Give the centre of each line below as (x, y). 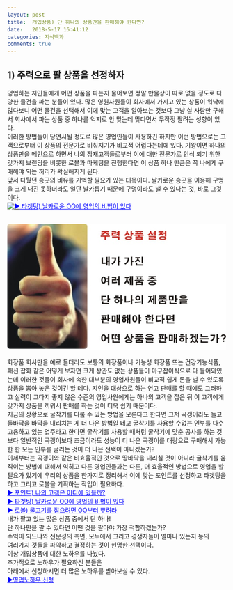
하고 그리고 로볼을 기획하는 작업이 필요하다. (66, 483)
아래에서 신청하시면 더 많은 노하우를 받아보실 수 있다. (79, 570)
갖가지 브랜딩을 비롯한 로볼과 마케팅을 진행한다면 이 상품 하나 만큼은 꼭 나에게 (112, 162)
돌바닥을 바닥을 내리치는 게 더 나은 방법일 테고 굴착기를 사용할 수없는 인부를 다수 (116, 423)
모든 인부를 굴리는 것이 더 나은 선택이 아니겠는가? (88, 449)
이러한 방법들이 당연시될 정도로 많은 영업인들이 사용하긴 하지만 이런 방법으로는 (113, 137)
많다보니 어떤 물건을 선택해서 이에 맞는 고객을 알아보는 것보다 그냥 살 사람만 (109, 110)
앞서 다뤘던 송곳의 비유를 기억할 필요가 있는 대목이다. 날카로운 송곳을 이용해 (109, 180)
